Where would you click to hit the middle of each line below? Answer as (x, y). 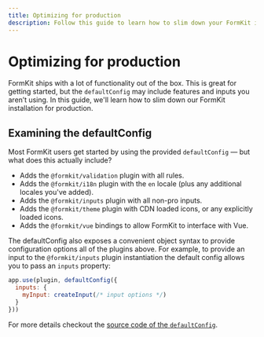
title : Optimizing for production (65, 15)
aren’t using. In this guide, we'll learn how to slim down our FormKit (117, 100)
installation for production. (51, 108)
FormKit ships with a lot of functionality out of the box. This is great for (123, 83)
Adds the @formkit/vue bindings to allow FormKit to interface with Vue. (134, 225)
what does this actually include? (60, 160)
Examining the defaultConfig (80, 133)
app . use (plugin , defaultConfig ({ (63, 280)
